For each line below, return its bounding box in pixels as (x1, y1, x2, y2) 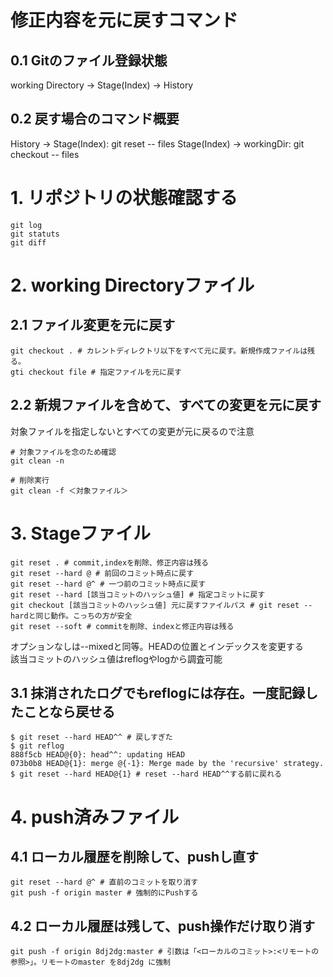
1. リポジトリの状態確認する (10, 187, 238, 209)
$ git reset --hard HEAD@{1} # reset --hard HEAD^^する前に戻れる (10, 769, 283, 780)
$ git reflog (10, 741, 65, 751)
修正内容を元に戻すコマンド (10, 9, 239, 32)
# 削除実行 (10, 475, 50, 485)
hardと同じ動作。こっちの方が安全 (10, 611, 133, 621)
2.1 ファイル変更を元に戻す (10, 317, 176, 334)
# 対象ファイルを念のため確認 (10, 447, 117, 457)
